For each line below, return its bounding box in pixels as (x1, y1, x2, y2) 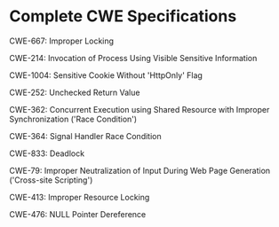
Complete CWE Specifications (9, 6, 237, 27)
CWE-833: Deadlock (9, 148, 85, 159)
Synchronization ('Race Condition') (9, 113, 138, 124)
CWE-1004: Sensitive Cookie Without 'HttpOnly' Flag (9, 69, 203, 81)
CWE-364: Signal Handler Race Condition (9, 130, 162, 141)
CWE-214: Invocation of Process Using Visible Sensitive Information (9, 52, 258, 63)
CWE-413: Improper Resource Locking (9, 192, 150, 202)
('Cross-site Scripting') (9, 175, 93, 185)
